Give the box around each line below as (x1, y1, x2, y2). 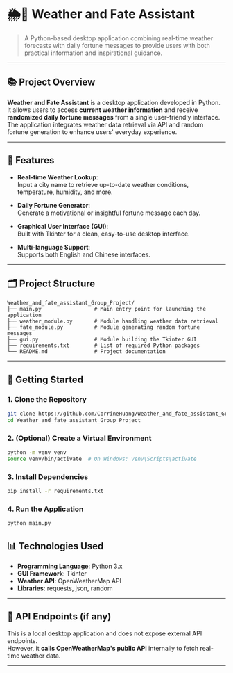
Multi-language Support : (17, 243, 91, 251)
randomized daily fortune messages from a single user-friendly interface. (7, 113, 221, 121)
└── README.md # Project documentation (7, 348, 166, 355)
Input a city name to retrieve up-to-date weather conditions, (17, 180, 189, 188)
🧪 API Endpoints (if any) (7, 610, 112, 623)
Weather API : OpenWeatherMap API (17, 577, 122, 585)
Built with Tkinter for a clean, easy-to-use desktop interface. (17, 229, 190, 238)
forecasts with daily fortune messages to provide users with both (24, 41, 210, 49)
